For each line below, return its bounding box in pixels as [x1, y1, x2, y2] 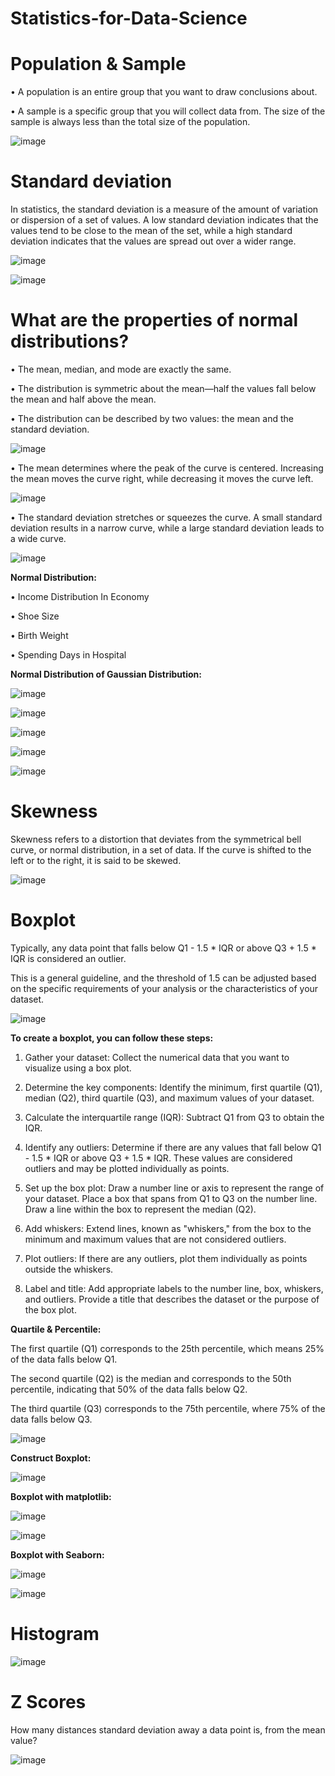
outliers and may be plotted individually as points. [24, 1162, 230, 1174]
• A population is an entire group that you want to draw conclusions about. [10, 86, 318, 98]
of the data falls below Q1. [10, 1353, 118, 1365]
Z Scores [10, 1691, 87, 1713]
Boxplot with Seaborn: [10, 1548, 105, 1561]
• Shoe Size [10, 610, 60, 622]
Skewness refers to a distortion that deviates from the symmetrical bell [10, 833, 302, 845]
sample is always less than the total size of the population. [10, 116, 251, 128]
